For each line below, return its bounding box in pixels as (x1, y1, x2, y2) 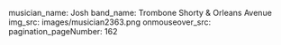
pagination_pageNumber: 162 (8, 26, 118, 36)
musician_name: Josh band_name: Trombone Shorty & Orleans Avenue (8, 8, 272, 18)
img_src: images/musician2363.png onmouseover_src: (8, 17, 212, 27)
